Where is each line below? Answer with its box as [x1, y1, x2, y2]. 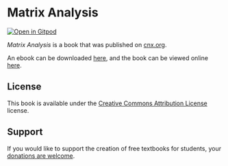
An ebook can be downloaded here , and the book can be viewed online [7, 53, 209, 62]
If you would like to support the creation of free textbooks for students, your [7, 144, 221, 152]
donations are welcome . [7, 152, 75, 160]
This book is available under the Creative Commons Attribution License [7, 99, 207, 107]
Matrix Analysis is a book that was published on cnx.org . [7, 40, 167, 49]
